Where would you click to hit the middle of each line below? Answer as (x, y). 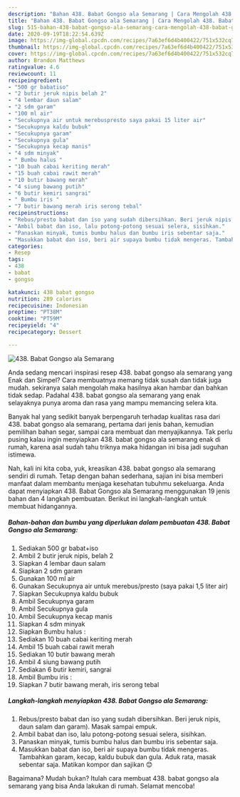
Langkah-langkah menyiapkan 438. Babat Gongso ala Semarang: (108, 701)
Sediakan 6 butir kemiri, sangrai (65, 669)
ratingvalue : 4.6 (34, 67)
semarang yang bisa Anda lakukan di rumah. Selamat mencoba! (101, 786)
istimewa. (22, 455)
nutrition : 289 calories (45, 299)
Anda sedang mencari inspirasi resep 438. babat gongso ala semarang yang (120, 372)
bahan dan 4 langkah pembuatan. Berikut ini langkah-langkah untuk (108, 498)
